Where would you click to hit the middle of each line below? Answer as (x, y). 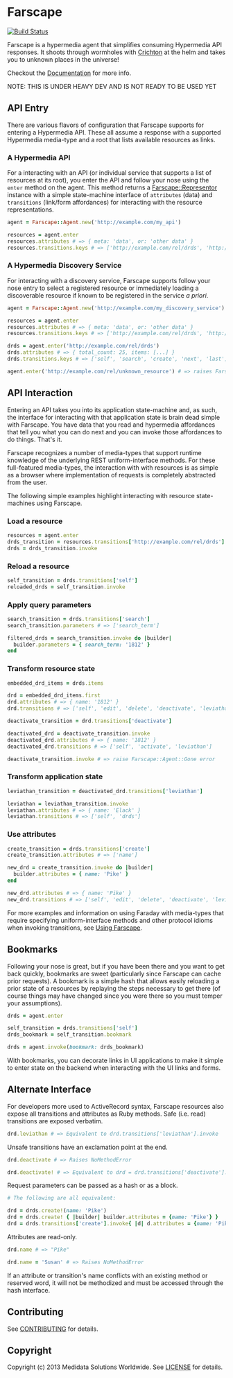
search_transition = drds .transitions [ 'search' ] (79, 619)
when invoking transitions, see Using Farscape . (75, 928)
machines (21, 503)
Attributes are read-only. (42, 1236)
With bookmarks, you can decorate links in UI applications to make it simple (115, 1060)
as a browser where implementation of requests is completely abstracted (112, 475)
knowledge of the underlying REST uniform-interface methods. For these (111, 460)
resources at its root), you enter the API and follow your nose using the (108, 180)
